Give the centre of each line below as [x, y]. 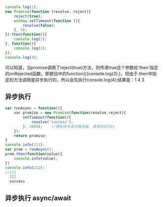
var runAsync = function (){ [34, 108]
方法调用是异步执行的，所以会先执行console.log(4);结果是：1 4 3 [79, 80]
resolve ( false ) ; [39, 25]
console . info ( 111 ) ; [25, 145]
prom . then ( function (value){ [34, 154]
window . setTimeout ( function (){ [47, 21]
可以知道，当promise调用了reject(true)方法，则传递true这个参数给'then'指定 [82, 67]
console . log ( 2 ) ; [31, 39]
